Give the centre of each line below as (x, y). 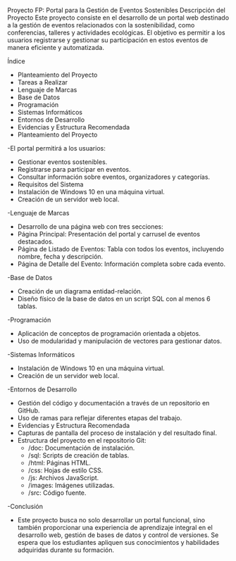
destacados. (36, 241)
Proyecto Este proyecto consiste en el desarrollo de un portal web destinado (118, 18)
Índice (17, 61)
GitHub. (29, 410)
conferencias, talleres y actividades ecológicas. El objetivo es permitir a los (116, 32)
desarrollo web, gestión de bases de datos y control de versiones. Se (118, 535)
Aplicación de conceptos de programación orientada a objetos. (109, 333)
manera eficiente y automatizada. (56, 48)
